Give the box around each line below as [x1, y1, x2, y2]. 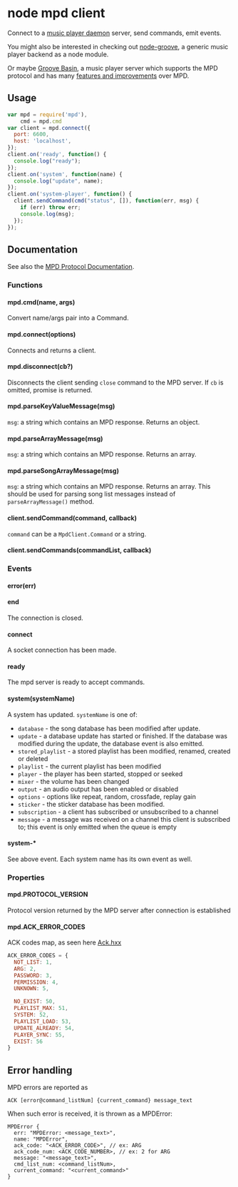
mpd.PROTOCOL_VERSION [7, 890, 88, 899]
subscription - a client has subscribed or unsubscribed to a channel [17, 808, 219, 816]
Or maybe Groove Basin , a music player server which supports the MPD [7, 63, 219, 72]
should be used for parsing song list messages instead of [7, 490, 176, 499]
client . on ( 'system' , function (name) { [7, 170, 123, 178]
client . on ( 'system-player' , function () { [7, 190, 133, 198]
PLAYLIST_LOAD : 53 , [14, 1018, 72, 1025]
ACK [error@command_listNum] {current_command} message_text [7, 1097, 193, 1104]
